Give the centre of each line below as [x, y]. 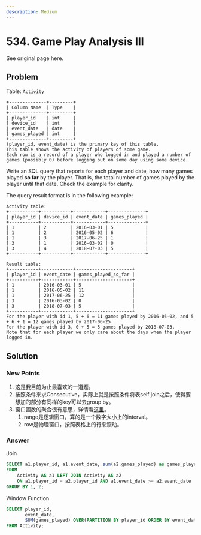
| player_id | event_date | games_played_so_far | [71, 275]
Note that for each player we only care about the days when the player [99, 333]
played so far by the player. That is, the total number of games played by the [100, 178]
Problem [22, 76]
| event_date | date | [41, 129]
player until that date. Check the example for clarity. [70, 184]
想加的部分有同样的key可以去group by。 [64, 402]
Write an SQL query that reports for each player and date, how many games [100, 171]
